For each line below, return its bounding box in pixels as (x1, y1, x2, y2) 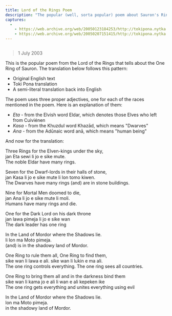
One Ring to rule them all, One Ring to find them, (5, 252, 107, 258)
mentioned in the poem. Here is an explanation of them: (5, 102, 123, 108)
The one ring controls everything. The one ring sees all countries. (5, 263, 143, 269)
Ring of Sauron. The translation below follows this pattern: (5, 65, 128, 71)
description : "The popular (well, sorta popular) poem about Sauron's (5, 12, 159, 17)
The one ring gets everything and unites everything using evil (5, 284, 135, 290)
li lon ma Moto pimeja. (5, 237, 52, 243)
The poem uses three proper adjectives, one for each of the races (5, 96, 144, 102)
